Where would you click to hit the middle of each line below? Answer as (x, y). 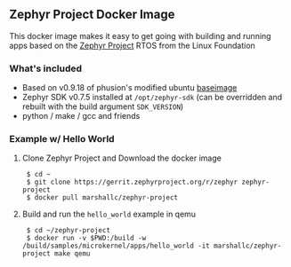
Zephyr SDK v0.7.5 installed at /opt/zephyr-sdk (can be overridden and (152, 98)
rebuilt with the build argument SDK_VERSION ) (103, 106)
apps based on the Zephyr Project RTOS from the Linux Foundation (132, 45)
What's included (46, 68)
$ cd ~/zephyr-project (69, 231)
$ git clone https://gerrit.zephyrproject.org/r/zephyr (132, 182)
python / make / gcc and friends (81, 116)
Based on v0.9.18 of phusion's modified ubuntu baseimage (129, 88)
